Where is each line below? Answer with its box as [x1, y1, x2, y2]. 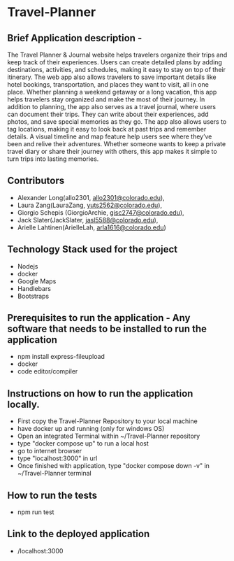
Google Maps [17, 277, 57, 285]
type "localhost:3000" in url [17, 454, 98, 462]
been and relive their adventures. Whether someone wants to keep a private [7, 140, 226, 148]
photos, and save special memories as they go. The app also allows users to [7, 118, 227, 126]
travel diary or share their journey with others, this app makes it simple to [7, 148, 218, 155]
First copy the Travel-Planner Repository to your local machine [17, 417, 198, 425]
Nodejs [17, 262, 38, 270]
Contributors [7, 175, 65, 187]
